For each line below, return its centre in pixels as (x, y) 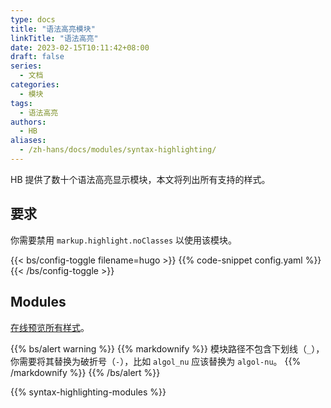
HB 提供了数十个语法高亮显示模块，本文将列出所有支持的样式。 (140, 179)
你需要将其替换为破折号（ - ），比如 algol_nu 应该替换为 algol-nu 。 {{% (156, 361)
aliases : (28, 141)
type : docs (33, 19)
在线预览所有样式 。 (50, 327)
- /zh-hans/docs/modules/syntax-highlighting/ (118, 150)
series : (26, 66)
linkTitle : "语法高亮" (54, 38)
